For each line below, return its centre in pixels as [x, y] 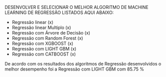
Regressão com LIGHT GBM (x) [44, 49]
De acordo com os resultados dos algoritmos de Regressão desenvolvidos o [83, 64]
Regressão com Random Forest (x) [47, 38]
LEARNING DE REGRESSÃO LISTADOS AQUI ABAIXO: [59, 12]
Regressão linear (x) [32, 22]
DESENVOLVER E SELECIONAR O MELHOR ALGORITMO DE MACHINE [77, 7]
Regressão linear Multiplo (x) [41, 27]
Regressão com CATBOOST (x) [44, 54]
